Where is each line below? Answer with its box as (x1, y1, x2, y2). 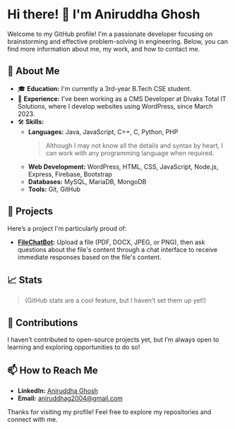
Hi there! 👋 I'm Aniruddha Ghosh (7, 6, 200, 23)
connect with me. (7, 416, 58, 423)
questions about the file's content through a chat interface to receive (17, 245, 218, 253)
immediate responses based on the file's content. (17, 253, 162, 261)
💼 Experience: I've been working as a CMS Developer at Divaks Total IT (17, 95, 227, 103)
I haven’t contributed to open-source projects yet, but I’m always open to (7, 335, 219, 344)
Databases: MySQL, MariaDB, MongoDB (28, 177, 147, 186)
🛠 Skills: (17, 117, 44, 126)
